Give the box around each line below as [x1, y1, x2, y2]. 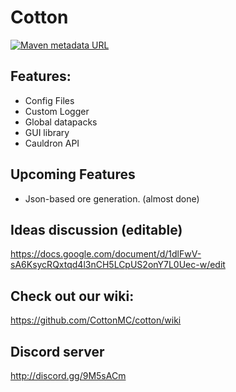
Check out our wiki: [10, 287, 135, 305]
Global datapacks [24, 116, 98, 128]
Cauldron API [24, 137, 80, 149]
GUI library [24, 126, 70, 138]
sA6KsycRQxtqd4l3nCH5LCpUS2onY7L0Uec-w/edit [10, 259, 226, 271]
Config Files [24, 94, 75, 106]
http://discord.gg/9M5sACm [10, 370, 127, 381]
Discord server [10, 343, 105, 360]
